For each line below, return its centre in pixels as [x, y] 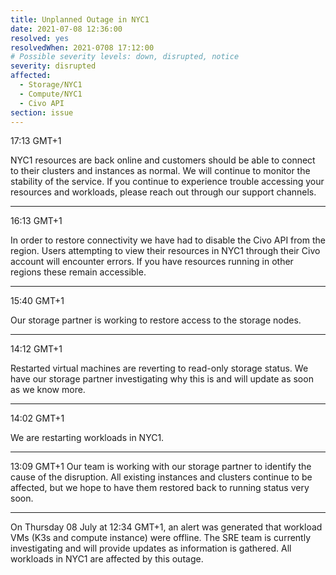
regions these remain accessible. [78, 272]
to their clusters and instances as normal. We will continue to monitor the [160, 171]
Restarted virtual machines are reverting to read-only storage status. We [159, 368]
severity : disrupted [53, 66]
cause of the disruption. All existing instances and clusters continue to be [161, 477]
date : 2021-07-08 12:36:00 [66, 29]
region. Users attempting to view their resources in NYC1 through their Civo [165, 251]
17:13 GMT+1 [36, 141]
